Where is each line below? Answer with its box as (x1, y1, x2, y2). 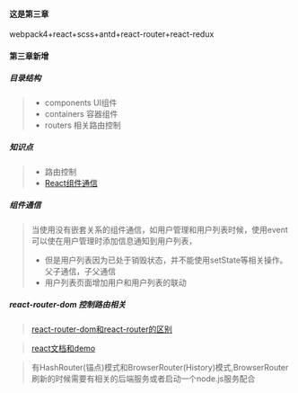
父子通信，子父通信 (44, 265, 117, 276)
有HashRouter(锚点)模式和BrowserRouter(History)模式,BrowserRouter (31, 362, 289, 372)
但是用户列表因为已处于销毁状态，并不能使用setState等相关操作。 (44, 255, 288, 265)
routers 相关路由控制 (44, 120, 121, 130)
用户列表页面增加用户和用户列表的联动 (44, 277, 187, 288)
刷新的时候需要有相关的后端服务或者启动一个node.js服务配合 (31, 373, 256, 384)
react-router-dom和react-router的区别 (31, 324, 172, 335)
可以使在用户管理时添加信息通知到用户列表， (31, 235, 197, 246)
